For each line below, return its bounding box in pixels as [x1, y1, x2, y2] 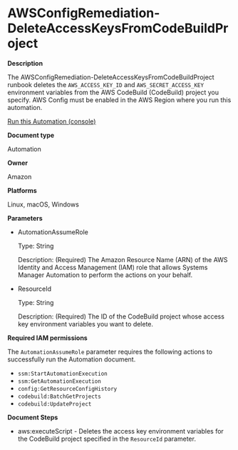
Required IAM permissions [7, 334, 88, 342]
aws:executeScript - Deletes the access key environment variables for [17, 426, 224, 435]
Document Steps [7, 413, 58, 421]
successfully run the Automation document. [7, 355, 136, 364]
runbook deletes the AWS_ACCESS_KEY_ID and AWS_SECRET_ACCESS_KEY [7, 80, 205, 89]
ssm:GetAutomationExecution [17, 377, 101, 385]
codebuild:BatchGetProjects [17, 393, 101, 400]
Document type [7, 131, 55, 139]
